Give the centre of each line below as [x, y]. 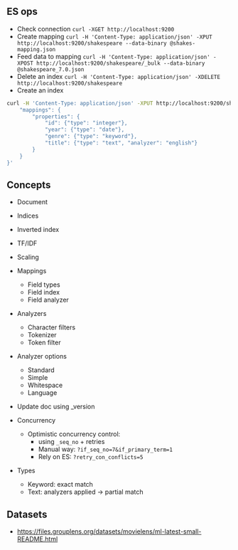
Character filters [52, 327]
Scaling [28, 257]
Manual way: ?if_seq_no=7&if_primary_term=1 [106, 449]
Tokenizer [42, 335]
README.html [37, 539]
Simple [38, 378]
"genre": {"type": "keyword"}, [91, 137]
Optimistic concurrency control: [74, 434]
